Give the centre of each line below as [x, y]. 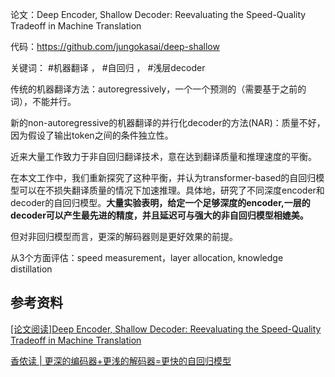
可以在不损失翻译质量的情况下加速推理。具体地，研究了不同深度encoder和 [171, 190]
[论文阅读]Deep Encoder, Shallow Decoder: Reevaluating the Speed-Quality [166, 329]
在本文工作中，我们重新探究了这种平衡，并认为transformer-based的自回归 [163, 177]
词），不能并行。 [43, 101]
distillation [31, 269]
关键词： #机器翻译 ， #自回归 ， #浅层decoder [108, 67]
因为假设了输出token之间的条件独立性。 [92, 135]
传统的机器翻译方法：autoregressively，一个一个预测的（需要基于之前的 [158, 89]
